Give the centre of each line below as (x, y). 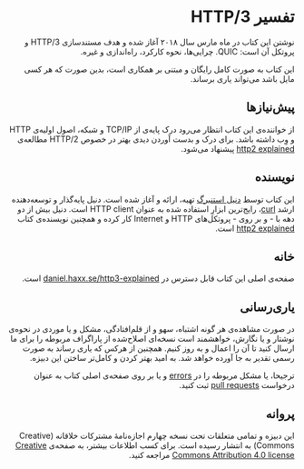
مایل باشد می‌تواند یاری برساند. (242, 78)
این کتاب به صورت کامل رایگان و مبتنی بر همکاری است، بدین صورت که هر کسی (159, 69)
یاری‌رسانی (267, 307)
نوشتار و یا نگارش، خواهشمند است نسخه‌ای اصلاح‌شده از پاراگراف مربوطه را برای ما (152, 339)
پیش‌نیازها (270, 108)
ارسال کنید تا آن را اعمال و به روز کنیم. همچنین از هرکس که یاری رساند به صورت (158, 348)
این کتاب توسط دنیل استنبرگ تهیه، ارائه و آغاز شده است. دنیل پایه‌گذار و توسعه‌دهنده (153, 199)
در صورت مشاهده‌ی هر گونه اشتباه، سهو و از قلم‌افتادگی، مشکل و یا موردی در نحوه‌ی (151, 329)
